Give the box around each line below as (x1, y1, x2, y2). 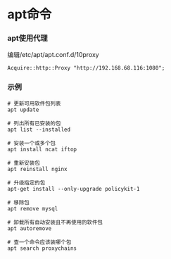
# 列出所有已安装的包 (7, 120, 61, 127)
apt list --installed (7, 126, 71, 133)
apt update (7, 106, 39, 113)
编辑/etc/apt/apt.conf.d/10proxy (7, 51, 100, 59)
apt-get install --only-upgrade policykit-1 (7, 185, 140, 192)
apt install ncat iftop (7, 146, 77, 153)
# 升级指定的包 (7, 179, 46, 187)
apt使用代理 (7, 33, 48, 43)
